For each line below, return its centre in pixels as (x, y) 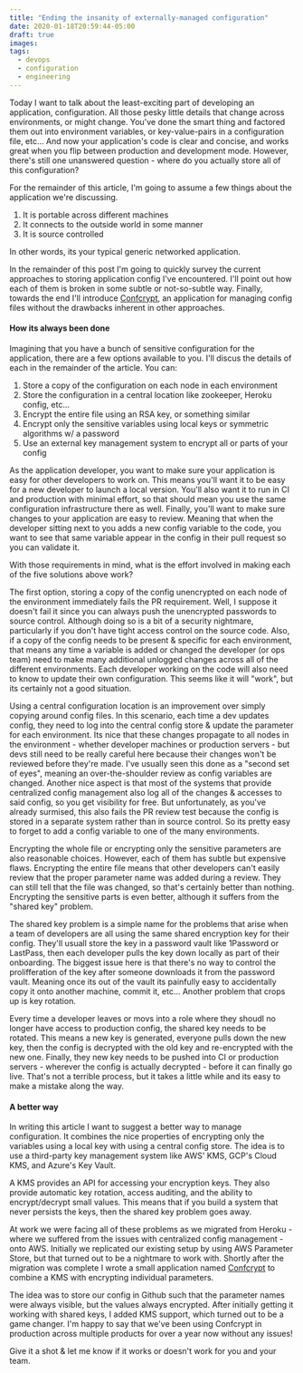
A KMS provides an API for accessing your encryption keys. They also (140, 1183)
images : (24, 43)
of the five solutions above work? (71, 574)
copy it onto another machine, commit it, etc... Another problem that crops (147, 991)
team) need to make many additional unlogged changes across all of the (144, 659)
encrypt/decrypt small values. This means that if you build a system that (144, 1203)
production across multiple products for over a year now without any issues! (151, 1334)
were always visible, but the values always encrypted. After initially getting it (151, 1305)
